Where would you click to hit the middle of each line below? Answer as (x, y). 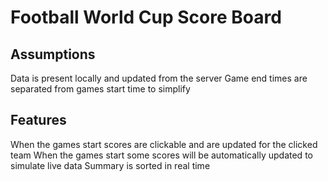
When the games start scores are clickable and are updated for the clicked (164, 144)
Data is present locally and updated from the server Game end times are (159, 78)
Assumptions (53, 54)
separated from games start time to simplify (100, 89)
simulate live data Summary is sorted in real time (110, 165)
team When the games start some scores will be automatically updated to (161, 155)
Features (38, 120)
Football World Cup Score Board (146, 17)
